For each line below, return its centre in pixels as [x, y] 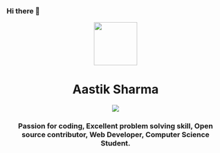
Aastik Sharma [116, 90]
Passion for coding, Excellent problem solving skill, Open [116, 126]
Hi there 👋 [24, 11]
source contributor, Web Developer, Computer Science [116, 135]
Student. [116, 143]
